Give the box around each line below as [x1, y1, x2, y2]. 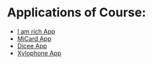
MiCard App [17, 34, 52, 42]
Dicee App [17, 42, 47, 50]
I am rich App [17, 27, 56, 35]
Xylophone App [17, 49, 62, 57]
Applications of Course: [7, 5, 146, 20]
